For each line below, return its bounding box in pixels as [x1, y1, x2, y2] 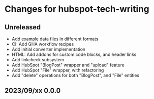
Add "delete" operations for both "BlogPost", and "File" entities [11, 73, 140, 78]
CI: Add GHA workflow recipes [11, 41, 74, 47]
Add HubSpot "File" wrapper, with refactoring [11, 67, 104, 73]
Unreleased [4, 23, 41, 31]
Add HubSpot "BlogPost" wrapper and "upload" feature [11, 62, 124, 68]
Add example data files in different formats [11, 36, 99, 42]
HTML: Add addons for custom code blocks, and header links [11, 51, 137, 57]
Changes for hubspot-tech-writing [4, 3, 150, 15]
